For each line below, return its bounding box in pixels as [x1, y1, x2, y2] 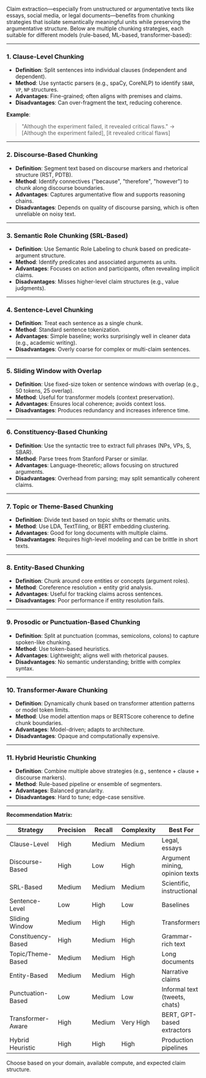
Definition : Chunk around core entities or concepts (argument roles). [15, 577, 190, 584]
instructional [161, 887, 197, 895]
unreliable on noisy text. [15, 210, 76, 218]
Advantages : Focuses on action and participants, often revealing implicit [15, 264, 199, 272]
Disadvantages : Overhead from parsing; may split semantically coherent [15, 474, 200, 482]
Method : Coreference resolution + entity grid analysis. [15, 584, 153, 591]
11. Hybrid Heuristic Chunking [6, 753, 97, 761]
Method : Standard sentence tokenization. [15, 326, 121, 334]
